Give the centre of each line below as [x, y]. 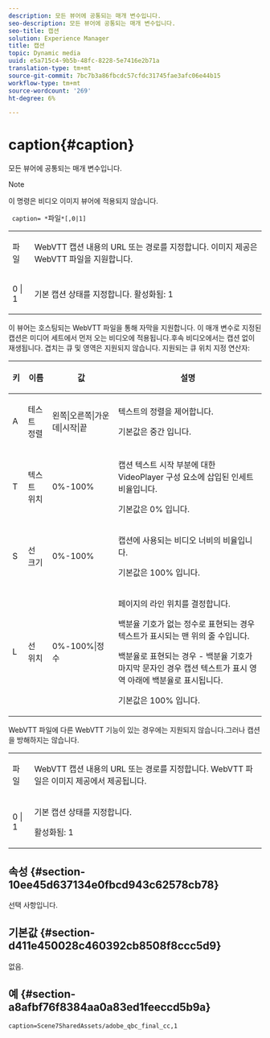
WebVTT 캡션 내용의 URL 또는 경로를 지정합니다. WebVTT [139, 769]
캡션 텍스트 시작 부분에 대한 [167, 465]
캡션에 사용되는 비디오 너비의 [169, 540]
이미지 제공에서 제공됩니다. [99, 781]
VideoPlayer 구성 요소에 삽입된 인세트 [186, 478]
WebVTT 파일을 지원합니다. [84, 259]
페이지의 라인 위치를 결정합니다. [174, 604]
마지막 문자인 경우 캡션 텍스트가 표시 [182, 668]
